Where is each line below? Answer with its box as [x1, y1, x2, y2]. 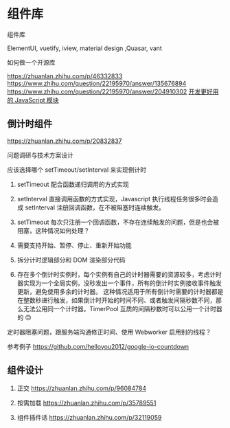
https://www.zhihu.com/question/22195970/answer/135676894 [7, 79, 187, 87]
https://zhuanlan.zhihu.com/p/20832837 [7, 137, 122, 145]
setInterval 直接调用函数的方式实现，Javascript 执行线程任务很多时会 [16, 194, 213, 203]
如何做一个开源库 [7, 58, 56, 66]
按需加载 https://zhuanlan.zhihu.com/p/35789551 [16, 398, 157, 407]
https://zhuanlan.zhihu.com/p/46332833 [7, 71, 123, 80]
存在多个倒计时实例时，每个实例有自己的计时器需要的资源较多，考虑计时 [16, 270, 222, 278]
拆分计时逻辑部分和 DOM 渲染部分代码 [16, 256, 126, 264]
